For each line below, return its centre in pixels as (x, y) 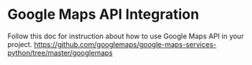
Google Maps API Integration (104, 14)
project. (20, 44)
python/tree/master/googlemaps (60, 52)
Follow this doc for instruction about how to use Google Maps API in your (126, 36)
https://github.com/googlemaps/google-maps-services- (126, 44)
